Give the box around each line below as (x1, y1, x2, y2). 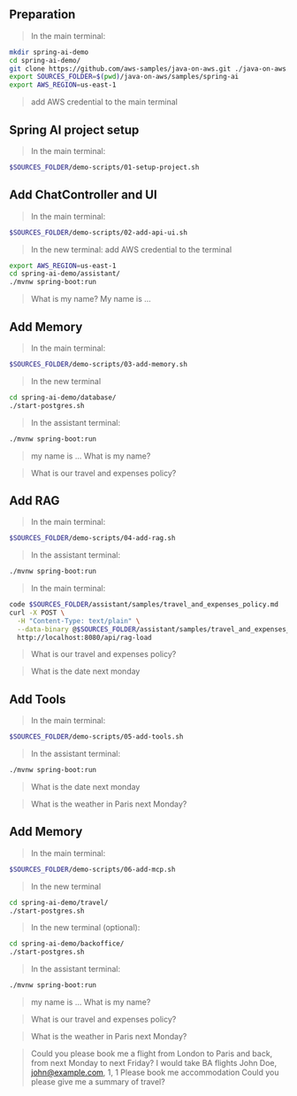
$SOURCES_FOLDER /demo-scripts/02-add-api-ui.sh (9, 228, 188, 237)
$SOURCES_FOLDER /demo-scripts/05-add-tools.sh (9, 732, 184, 742)
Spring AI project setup (9, 122, 140, 137)
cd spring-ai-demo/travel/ (9, 898, 109, 907)
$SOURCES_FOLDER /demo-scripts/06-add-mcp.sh (9, 865, 176, 874)
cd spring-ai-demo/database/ (9, 393, 117, 402)
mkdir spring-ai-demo (9, 48, 89, 57)
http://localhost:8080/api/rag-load (17, 633, 152, 642)
